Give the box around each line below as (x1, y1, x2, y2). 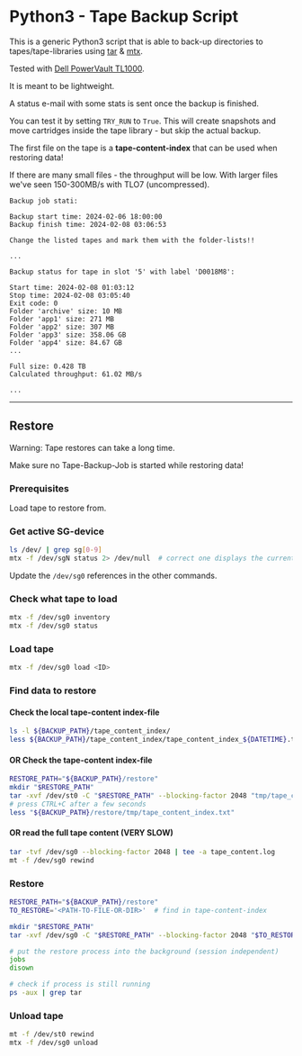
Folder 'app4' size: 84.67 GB (9, 338, 123, 347)
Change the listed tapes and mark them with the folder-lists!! (9, 236, 255, 245)
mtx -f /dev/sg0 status (9, 621, 99, 631)
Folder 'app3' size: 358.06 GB (9, 330, 127, 339)
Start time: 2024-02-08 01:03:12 (9, 283, 135, 292)
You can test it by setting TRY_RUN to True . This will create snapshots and (9, 115, 277, 126)
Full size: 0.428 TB (9, 362, 87, 371)
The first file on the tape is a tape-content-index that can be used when (9, 142, 278, 153)
